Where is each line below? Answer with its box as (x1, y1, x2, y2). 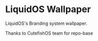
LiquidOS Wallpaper (5, 4, 91, 15)
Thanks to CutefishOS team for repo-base (5, 30, 93, 36)
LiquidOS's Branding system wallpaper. (5, 20, 87, 26)
